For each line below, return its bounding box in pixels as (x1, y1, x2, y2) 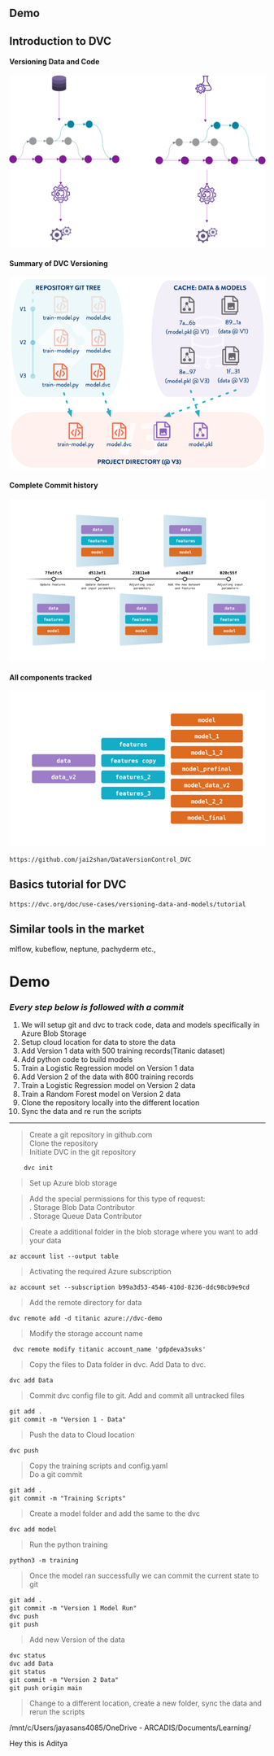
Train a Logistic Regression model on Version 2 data (20, 1081, 196, 1090)
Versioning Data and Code (9, 57, 100, 67)
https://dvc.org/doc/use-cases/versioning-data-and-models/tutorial (9, 900, 246, 908)
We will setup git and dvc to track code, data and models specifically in (20, 1020, 260, 1030)
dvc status (9, 1652, 46, 1660)
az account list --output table (9, 1252, 119, 1260)
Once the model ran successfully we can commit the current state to (28, 1570, 259, 1581)
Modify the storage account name (28, 1329, 143, 1339)
